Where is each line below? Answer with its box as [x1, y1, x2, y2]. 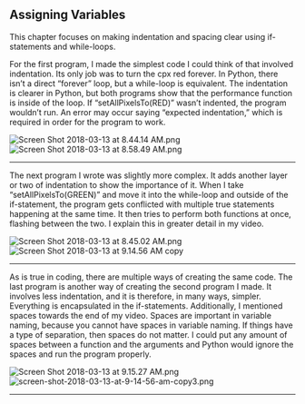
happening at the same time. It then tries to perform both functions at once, [9, 208, 292, 219]
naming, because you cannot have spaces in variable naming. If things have [9, 320, 293, 330]
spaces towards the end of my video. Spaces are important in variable [9, 310, 272, 320]
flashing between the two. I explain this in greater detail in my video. [9, 218, 265, 229]
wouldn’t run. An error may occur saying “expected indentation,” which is [9, 106, 283, 117]
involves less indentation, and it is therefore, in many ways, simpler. [9, 291, 261, 301]
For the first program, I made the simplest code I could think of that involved [9, 58, 293, 69]
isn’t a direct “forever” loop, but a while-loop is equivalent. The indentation [9, 77, 289, 89]
